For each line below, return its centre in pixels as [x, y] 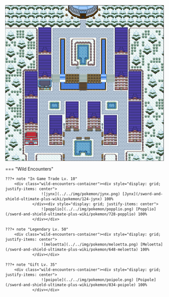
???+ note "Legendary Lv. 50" [37, 229]
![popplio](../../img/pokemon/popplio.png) [88, 209]
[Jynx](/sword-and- [143, 194]
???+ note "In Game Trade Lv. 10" [41, 179]
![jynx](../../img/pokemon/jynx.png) [81, 194]
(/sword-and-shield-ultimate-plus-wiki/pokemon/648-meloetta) [72, 250]
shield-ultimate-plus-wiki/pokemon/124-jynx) [54, 199]
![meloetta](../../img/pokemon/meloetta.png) [90, 244]
